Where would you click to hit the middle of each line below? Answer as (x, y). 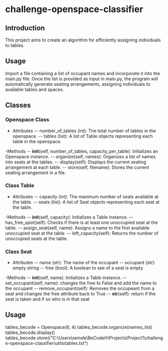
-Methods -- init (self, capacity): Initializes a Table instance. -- (69, 217)
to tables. (15, 45)
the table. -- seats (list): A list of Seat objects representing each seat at (86, 202)
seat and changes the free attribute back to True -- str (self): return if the (80, 294)
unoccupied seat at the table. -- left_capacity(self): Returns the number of (82, 233)
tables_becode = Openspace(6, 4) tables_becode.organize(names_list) (79, 327)
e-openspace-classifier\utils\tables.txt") (47, 343)
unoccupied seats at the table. (37, 239)
